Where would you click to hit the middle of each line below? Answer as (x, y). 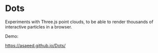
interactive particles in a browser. (39, 26)
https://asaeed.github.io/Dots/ (35, 45)
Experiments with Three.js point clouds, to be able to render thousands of (79, 22)
